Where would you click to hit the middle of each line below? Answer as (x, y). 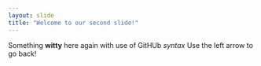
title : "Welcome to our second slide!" (74, 23)
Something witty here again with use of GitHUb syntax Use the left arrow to (131, 45)
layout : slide (31, 15)
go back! (22, 53)
